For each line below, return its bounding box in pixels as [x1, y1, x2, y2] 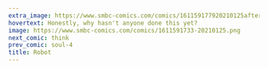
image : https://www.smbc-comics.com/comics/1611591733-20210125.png [8, 26, 241, 34]
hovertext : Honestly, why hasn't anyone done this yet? [8, 19, 198, 27]
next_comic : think [8, 33, 69, 42]
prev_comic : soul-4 [8, 41, 73, 49]
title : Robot [8, 48, 52, 56]
